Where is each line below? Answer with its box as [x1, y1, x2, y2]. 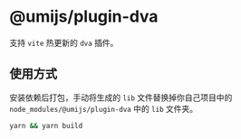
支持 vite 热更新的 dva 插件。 [9, 37, 119, 48]
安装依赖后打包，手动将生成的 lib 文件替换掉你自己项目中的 [9, 92, 233, 103]
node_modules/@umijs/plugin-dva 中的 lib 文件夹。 [9, 103, 198, 114]
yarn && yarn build [9, 121, 83, 130]
